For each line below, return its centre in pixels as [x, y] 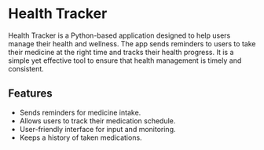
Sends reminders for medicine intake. [80, 112]
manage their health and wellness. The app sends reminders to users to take [132, 43]
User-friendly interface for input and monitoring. [97, 129]
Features [30, 94]
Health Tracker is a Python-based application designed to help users [119, 35]
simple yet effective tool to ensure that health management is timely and [125, 60]
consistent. [26, 68]
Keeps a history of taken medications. [81, 137]
